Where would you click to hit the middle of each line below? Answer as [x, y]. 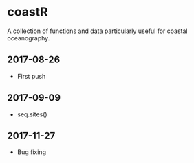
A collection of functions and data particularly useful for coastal [97, 31]
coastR [28, 12]
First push [31, 76]
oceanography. [29, 38]
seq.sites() [32, 114]
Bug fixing [32, 152]
